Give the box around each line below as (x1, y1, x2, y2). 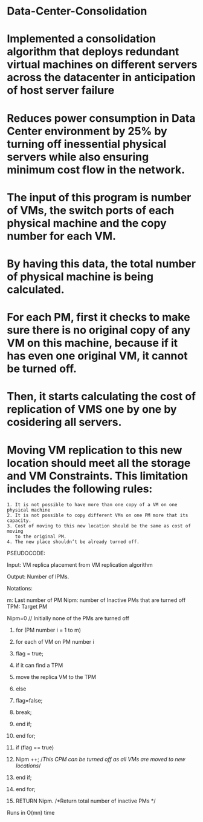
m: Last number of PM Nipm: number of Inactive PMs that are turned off (7, 596, 186, 604)
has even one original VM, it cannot (7, 349, 188, 363)
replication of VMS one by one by (7, 403, 177, 416)
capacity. (7, 518, 32, 524)
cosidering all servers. (7, 415, 122, 429)
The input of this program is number (7, 190, 192, 204)
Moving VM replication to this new (7, 443, 182, 457)
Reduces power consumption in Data (7, 111, 196, 125)
